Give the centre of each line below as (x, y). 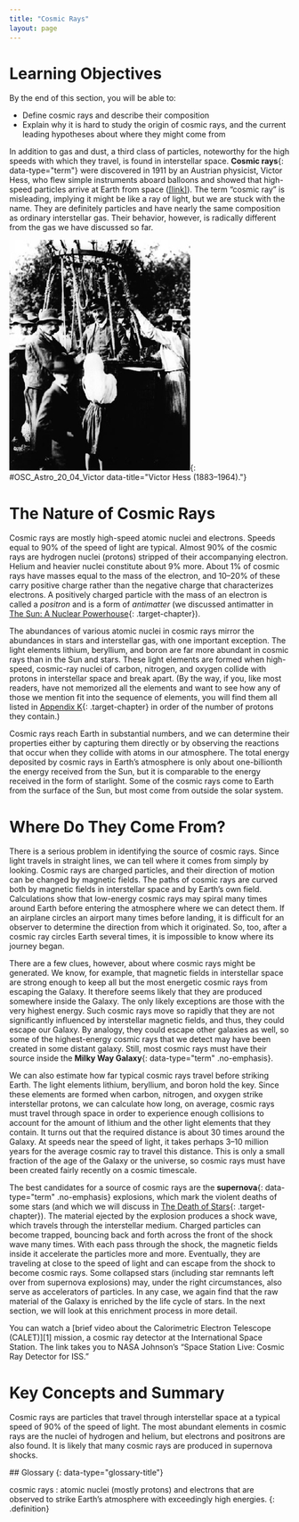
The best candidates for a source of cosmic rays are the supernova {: (136, 1187)
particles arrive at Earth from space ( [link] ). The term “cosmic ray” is (159, 190)
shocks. (24, 1455)
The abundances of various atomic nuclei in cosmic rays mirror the (132, 631)
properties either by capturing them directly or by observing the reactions (144, 743)
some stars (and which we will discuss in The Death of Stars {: (122, 1207)
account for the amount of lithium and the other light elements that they (140, 1123)
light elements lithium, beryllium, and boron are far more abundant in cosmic (149, 650)
